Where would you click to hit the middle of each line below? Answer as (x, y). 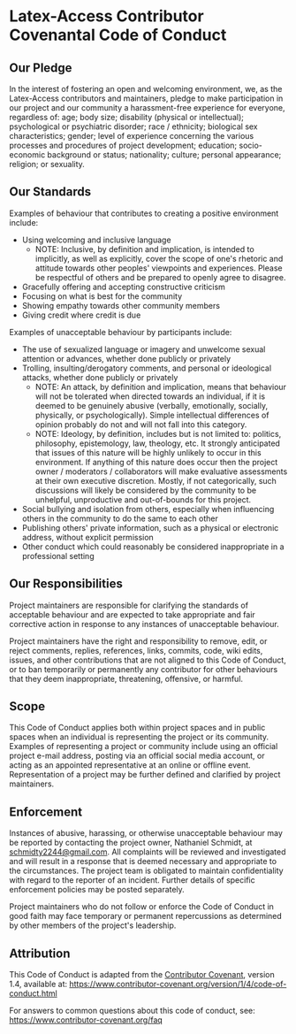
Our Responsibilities (66, 584)
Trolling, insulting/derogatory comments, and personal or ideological (147, 368)
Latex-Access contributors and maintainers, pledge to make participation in (146, 98)
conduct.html (33, 993)
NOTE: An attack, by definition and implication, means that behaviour (161, 387)
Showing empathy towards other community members (121, 305)
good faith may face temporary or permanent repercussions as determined (146, 916)
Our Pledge (41, 68)
